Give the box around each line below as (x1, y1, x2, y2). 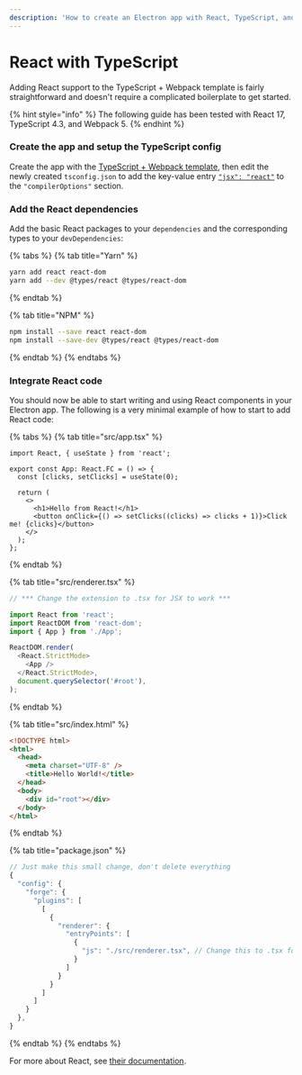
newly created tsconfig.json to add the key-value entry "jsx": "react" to (9, 170, 285, 181)
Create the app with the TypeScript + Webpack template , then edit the (9, 161, 270, 172)
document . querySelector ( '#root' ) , (17, 676, 147, 685)
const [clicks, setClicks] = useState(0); (17, 472, 179, 482)
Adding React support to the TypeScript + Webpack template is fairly (9, 82, 265, 93)
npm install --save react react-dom (9, 327, 147, 336)
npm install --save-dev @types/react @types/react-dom (9, 335, 219, 345)
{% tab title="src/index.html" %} (9, 718, 129, 729)
